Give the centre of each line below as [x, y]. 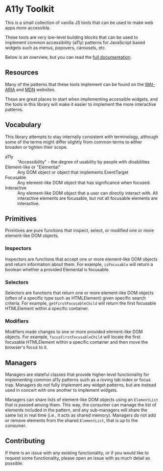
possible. [14, 463]
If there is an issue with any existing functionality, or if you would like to [77, 453]
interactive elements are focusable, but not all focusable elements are [88, 198]
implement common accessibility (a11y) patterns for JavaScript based [75, 42]
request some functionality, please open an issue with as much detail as [78, 458]
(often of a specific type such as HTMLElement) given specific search [75, 298]
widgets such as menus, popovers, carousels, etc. [56, 47]
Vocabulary [23, 125]
